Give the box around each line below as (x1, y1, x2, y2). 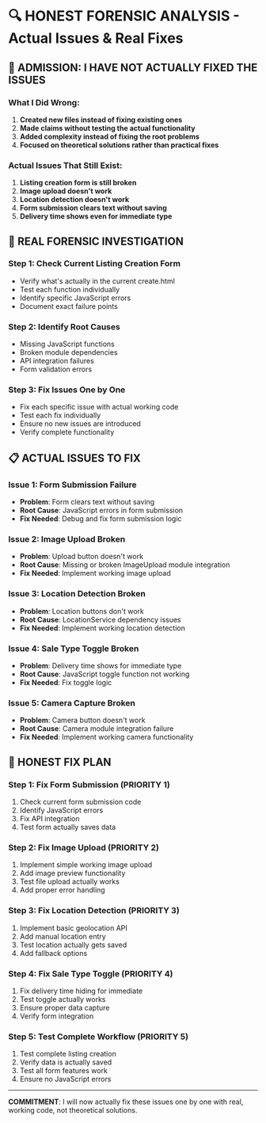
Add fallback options (19, 948, 88, 957)
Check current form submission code (19, 798, 142, 807)
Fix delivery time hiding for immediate (19, 986, 143, 995)
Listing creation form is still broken (19, 178, 137, 188)
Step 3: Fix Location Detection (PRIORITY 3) (8, 905, 180, 916)
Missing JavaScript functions (19, 339, 115, 349)
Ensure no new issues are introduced (19, 419, 141, 428)
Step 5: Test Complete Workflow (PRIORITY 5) (8, 1031, 188, 1042)
